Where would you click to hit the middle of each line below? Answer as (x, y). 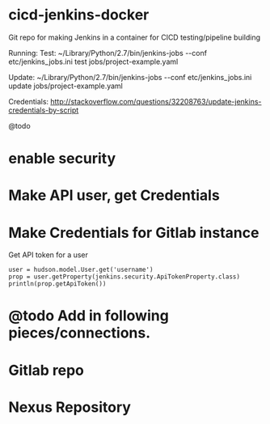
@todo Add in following (89, 316)
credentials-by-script (44, 110)
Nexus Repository (70, 407)
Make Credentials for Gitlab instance (134, 233)
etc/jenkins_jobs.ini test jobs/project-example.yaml (93, 61)
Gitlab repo (46, 370)
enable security (62, 159)
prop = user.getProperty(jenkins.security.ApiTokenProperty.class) (124, 277)
